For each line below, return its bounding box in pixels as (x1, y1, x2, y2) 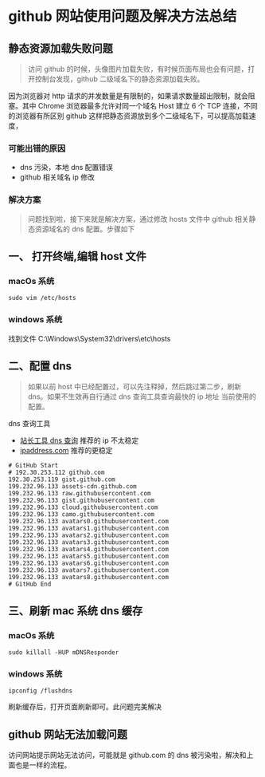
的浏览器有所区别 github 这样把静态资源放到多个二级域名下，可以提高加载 (8, 111, 249, 120)
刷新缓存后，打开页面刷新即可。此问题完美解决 (8, 702, 162, 712)
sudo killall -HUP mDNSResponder (8, 649, 119, 657)
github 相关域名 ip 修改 (19, 172, 95, 182)
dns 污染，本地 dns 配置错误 (19, 163, 114, 172)
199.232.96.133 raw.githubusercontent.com (8, 490, 151, 498)
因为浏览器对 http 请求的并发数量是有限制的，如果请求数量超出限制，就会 (8, 91, 248, 101)
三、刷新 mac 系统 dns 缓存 (8, 604, 143, 617)
